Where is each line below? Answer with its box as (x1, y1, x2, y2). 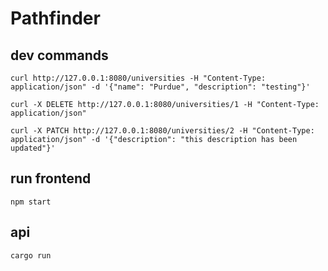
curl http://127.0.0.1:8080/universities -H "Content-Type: (10, 73, 267, 83)
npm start (10, 197, 52, 207)
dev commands (10, 47, 109, 64)
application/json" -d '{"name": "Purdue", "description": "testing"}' (10, 82, 311, 92)
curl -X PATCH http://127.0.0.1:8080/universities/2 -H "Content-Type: (10, 126, 315, 136)
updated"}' (10, 143, 56, 153)
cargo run (10, 250, 52, 261)
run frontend (10, 170, 92, 187)
